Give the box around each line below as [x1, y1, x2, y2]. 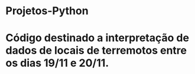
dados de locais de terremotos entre [5, 44, 187, 57]
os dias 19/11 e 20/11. [5, 56, 109, 70]
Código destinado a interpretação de [5, 31, 190, 45]
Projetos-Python [5, 4, 89, 18]
